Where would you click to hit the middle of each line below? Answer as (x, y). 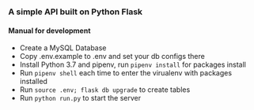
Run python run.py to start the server (80, 98)
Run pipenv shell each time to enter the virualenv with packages (125, 73)
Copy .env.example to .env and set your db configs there (112, 57)
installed (33, 82)
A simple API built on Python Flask (76, 12)
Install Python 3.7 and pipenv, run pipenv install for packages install (133, 64)
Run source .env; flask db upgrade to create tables (105, 90)
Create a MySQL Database (63, 48)
